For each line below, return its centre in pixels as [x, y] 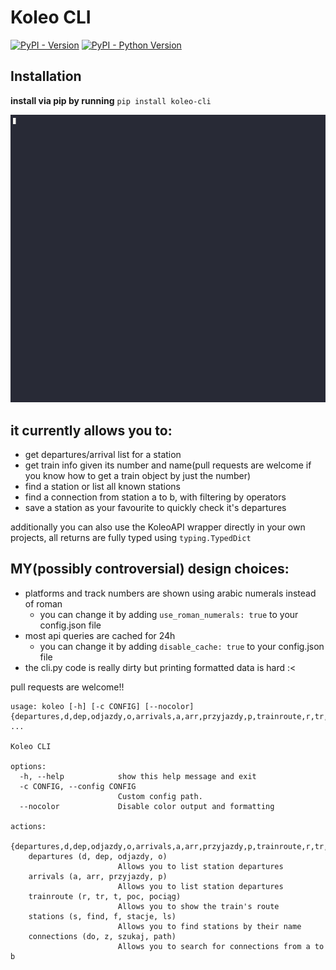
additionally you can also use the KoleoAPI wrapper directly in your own [158, 527]
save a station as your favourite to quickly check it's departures [155, 508]
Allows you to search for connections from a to [221, 946]
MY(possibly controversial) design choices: [150, 569]
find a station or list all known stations [102, 487]
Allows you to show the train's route [198, 906]
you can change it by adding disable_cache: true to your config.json [182, 646]
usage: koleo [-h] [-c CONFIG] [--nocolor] [102, 706]
